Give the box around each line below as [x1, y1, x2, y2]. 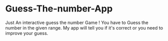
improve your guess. [5, 30, 48, 36]
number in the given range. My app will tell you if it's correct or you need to [5, 24, 163, 30]
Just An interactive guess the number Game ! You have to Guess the [5, 19, 149, 25]
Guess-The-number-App [5, 3, 113, 14]
